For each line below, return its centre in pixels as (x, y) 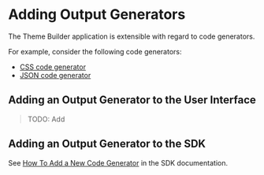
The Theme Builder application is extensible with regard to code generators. (132, 36)
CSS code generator (53, 67)
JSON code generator (55, 75)
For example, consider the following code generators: (95, 51)
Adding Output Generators (97, 15)
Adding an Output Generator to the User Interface (132, 100)
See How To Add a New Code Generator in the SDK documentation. (118, 162)
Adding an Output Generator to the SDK (107, 144)
